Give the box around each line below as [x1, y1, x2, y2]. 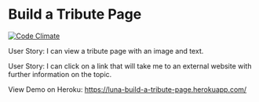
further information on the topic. [8, 69, 112, 79]
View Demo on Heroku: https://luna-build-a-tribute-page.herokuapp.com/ [8, 84, 247, 94]
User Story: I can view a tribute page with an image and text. [8, 46, 204, 55]
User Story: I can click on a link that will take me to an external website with [8, 61, 252, 71]
